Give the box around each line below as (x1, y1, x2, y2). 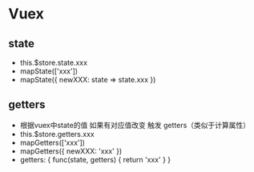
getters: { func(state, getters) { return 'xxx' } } (19, 154, 171, 164)
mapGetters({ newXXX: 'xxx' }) (19, 146, 123, 156)
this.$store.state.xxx (19, 58, 88, 67)
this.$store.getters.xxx (19, 129, 95, 138)
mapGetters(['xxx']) (19, 138, 86, 147)
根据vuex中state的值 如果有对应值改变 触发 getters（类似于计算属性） (19, 120, 251, 130)
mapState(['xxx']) (19, 66, 79, 76)
